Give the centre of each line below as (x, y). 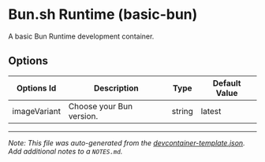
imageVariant (37, 111)
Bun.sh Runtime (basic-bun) (103, 15)
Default (227, 83)
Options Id (36, 88)
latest (211, 111)
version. (83, 116)
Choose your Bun (100, 106)
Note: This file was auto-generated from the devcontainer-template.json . (127, 142)
